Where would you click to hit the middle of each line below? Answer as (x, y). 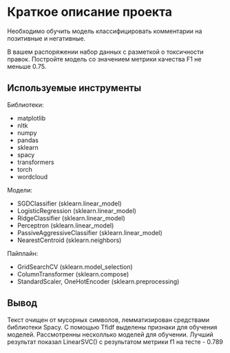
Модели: (20, 190)
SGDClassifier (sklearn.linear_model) (69, 203)
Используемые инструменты (74, 88)
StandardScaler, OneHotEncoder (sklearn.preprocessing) (98, 281)
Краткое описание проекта (90, 12)
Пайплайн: (23, 253)
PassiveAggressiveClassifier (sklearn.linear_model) (90, 232)
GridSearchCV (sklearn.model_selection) (75, 267)
